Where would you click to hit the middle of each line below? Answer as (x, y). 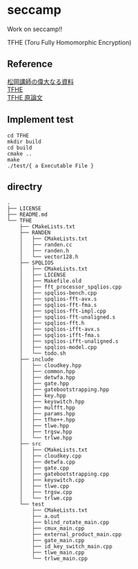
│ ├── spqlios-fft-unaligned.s (68, 317)
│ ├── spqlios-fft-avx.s (58, 299)
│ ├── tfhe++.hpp (48, 420)
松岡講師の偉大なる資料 (40, 81)
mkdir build (24, 141)
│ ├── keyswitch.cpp (52, 480)
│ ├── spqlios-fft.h (52, 323)
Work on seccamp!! (35, 29)
